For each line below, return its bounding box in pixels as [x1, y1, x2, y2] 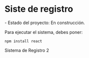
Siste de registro [4, 3, 73, 15]
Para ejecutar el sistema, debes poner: [4, 29, 83, 35]
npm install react [4, 38, 42, 44]
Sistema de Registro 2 [4, 47, 49, 53]
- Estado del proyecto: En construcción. [4, 20, 85, 26]
